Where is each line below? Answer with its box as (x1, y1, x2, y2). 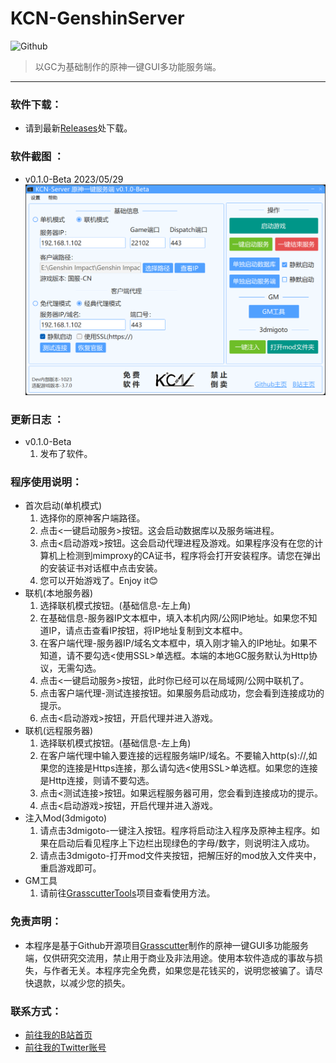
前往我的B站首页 (24, 1028, 93, 1041)
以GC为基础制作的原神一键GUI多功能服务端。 (34, 60, 222, 72)
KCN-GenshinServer (10, 7, 185, 30)
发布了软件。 (39, 448, 93, 459)
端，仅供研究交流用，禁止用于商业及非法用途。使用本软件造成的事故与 (24, 952, 315, 964)
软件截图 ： (10, 150, 65, 164)
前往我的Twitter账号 (24, 1041, 107, 1053)
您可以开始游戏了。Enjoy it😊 (39, 575, 159, 587)
